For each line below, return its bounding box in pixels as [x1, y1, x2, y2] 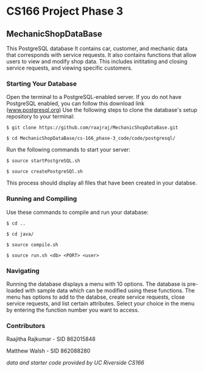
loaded [6, 286, 24, 294]
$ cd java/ [6, 231, 34, 237]
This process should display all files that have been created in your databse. [6, 179, 197, 187]
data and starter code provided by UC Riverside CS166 [6, 359, 144, 367]
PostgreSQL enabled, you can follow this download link [6, 100, 145, 108]
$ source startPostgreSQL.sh [6, 158, 80, 164]
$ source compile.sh [6, 241, 59, 248]
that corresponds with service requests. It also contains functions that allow [6, 51, 197, 59]
